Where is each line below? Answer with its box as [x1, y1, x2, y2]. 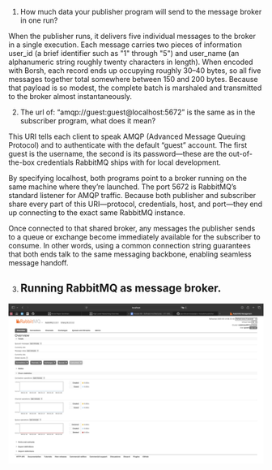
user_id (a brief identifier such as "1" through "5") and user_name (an [8, 49, 240, 58]
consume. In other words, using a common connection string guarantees [8, 241, 251, 250]
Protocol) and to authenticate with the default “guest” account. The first [8, 140, 248, 149]
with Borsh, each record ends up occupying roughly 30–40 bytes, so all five [8, 66, 261, 75]
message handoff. [8, 258, 69, 267]
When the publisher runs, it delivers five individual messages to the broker [8, 32, 257, 41]
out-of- [228, 149, 253, 158]
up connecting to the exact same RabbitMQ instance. [8, 208, 186, 218]
